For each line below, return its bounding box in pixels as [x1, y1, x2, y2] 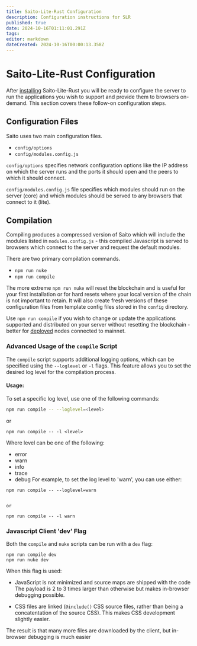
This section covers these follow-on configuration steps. [28, 99, 167, 107]
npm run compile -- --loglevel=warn [6, 487, 96, 493]
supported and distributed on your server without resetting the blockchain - [6, 321, 190, 328]
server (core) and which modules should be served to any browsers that [6, 192, 182, 199]
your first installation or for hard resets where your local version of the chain [6, 291, 192, 298]
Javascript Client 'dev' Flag [6, 527, 87, 535]
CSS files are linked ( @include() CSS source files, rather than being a [14, 603, 183, 610]
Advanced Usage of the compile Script [6, 342, 118, 350]
